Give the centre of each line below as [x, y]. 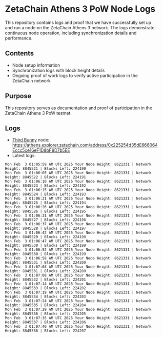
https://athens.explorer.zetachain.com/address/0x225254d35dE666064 [85, 145]
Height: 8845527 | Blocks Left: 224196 [46, 220]
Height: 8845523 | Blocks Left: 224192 [46, 186]
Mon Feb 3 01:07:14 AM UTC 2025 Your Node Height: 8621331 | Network [78, 284]
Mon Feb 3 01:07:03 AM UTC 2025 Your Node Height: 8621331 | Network [78, 267]
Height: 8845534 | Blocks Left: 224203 [46, 297]
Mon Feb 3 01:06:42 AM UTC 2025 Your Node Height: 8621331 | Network [78, 233]
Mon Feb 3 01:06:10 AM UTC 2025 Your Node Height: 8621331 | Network [78, 181]
